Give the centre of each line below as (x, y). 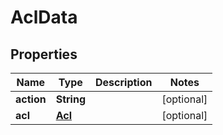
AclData (44, 17)
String (70, 99)
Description (124, 82)
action (31, 99)
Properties (44, 54)
